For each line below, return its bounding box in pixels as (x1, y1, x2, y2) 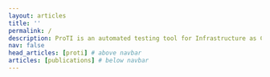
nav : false (8, 42, 45, 50)
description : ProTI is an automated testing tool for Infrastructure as (8, 34, 257, 43)
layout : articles (8, 11, 67, 20)
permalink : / (8, 26, 52, 34)
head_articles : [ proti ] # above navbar (8, 49, 142, 57)
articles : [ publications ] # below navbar (8, 57, 149, 65)
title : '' (8, 19, 42, 27)
